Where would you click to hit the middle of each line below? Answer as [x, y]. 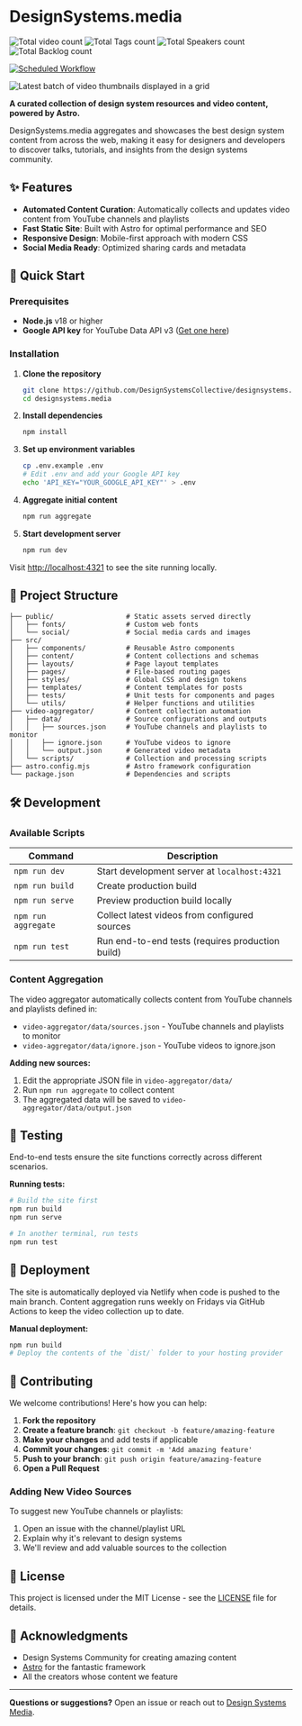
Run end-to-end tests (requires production [188, 941]
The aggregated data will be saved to [91, 1099]
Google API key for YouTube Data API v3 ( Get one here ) [126, 331]
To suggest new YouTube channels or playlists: [96, 1512]
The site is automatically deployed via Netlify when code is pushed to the [145, 1292]
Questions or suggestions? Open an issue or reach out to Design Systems [148, 1703]
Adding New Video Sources [71, 1492]
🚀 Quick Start [47, 276]
